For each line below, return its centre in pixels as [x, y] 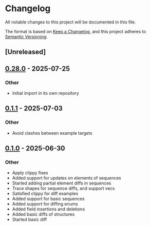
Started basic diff [29, 220]
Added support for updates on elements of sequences [66, 178]
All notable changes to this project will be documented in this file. [71, 22]
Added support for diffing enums [45, 204]
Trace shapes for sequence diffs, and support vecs [63, 188]
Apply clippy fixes [30, 173]
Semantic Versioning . [26, 37]
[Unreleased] [26, 52]
